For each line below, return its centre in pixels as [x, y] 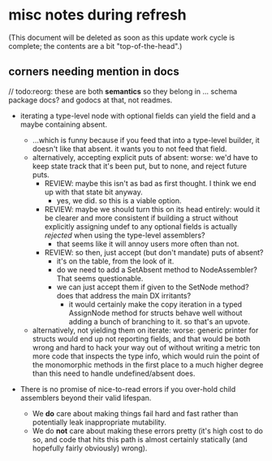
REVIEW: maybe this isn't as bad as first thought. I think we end [150, 183]
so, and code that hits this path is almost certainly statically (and [140, 439]
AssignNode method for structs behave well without [155, 313]
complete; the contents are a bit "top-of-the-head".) [95, 46]
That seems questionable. [100, 278]
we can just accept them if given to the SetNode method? [153, 287]
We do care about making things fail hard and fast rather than [135, 413]
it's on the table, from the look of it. [115, 261]
